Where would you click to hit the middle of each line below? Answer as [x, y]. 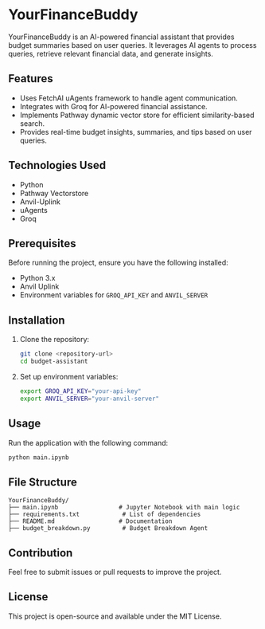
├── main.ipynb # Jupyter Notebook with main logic [124, 508]
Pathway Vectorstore [54, 193]
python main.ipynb [39, 457]
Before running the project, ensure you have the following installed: [118, 263]
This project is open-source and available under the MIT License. [115, 616]
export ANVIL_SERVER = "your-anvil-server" [90, 399]
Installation [37, 320]
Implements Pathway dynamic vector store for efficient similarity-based [137, 115]
